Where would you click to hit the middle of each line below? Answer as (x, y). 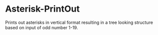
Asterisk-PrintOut (42, 9)
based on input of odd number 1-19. (42, 27)
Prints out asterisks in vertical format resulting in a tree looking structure (79, 22)
